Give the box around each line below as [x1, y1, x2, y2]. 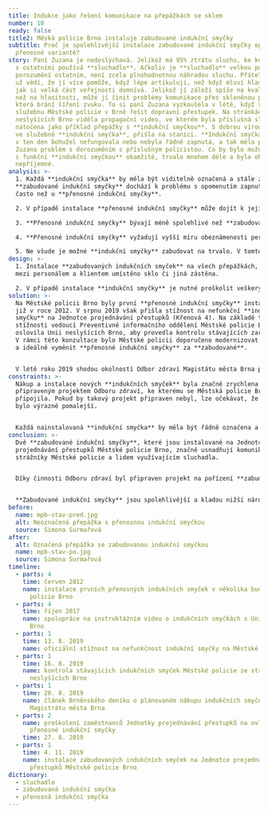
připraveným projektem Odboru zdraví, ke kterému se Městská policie [15, 387, 251, 395]
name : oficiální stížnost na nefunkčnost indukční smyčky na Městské [22, 644, 259, 652]
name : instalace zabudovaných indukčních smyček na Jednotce [22, 755, 230, 763]
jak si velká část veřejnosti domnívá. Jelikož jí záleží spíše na [15, 85, 245, 94]
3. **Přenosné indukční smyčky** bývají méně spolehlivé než [15, 219, 223, 227]
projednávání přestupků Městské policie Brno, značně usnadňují [15, 446, 234, 454]
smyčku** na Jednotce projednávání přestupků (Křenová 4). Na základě [15, 314, 255, 322]
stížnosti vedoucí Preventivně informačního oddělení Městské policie [15, 321, 255, 330]
